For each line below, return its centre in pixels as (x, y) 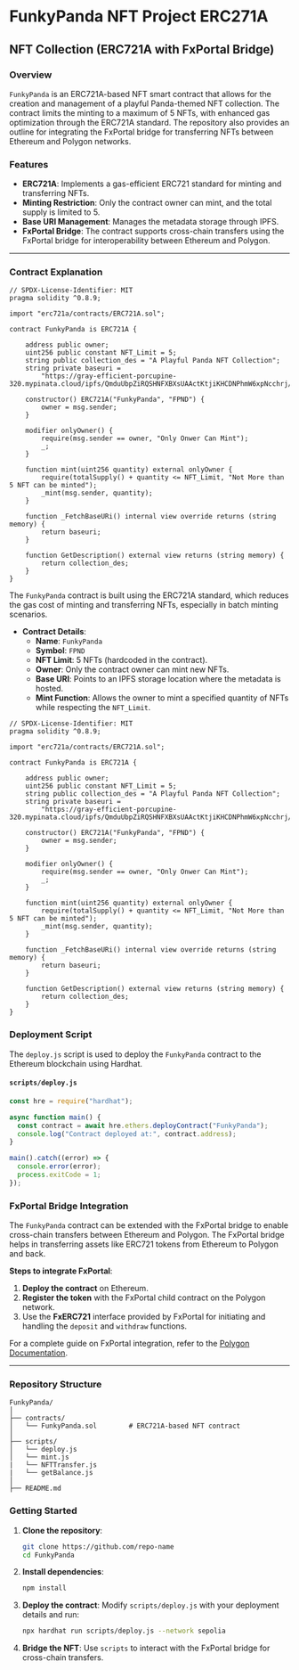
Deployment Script (51, 1035)
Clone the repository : (62, 1530)
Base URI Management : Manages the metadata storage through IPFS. (150, 222)
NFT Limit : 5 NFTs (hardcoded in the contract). (121, 660)
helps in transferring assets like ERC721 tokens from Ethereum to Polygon (144, 1244)
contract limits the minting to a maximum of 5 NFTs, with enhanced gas (140, 112)
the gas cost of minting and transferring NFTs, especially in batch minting (144, 605)
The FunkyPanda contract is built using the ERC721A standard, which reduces (149, 595)
